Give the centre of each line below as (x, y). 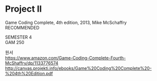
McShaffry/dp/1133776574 (32, 63)
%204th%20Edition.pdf (29, 73)
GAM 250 (15, 42)
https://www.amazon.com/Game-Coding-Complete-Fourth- (65, 58)
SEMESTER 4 (18, 37)
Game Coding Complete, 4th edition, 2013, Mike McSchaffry (66, 22)
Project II (24, 9)
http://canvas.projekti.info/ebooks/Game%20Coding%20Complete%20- (78, 68)
